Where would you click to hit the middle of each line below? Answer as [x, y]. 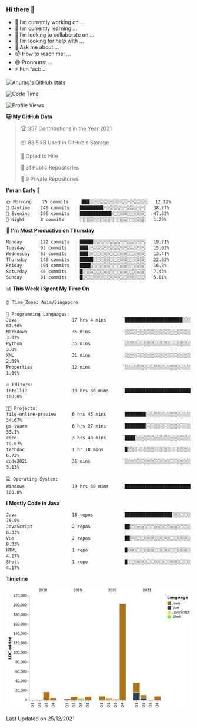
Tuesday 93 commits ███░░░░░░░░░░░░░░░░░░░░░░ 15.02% [88, 248]
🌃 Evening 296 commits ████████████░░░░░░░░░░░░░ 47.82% [88, 214]
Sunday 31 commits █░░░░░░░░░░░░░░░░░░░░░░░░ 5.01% [86, 277]
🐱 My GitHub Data [29, 117]
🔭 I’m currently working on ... [49, 22]
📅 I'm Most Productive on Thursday [50, 231]
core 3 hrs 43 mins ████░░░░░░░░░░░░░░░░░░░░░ [98, 438]
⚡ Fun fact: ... [31, 69]
